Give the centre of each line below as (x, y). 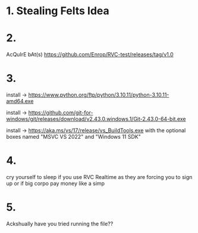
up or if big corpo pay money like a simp (56, 183)
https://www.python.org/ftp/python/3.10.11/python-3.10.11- (99, 95)
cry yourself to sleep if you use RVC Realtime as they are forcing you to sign (99, 177)
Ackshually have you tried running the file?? (60, 224)
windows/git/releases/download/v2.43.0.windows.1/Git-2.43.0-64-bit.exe (96, 119)
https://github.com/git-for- (61, 113)
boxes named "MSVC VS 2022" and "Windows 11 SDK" (73, 137)
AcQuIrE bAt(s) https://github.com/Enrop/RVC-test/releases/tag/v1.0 (90, 55)
